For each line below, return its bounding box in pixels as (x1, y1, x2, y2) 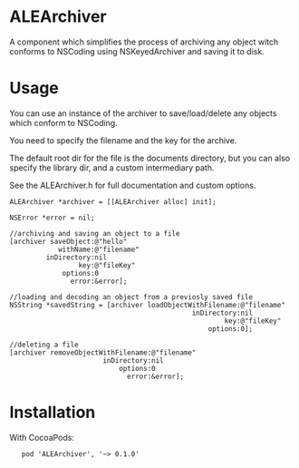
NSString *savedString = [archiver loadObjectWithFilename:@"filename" (9, 300, 285, 309)
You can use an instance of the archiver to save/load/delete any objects (9, 107, 277, 119)
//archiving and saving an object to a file (9, 229, 180, 238)
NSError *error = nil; (9, 213, 95, 222)
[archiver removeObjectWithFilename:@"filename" (9, 347, 197, 357)
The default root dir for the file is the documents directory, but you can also (9, 152, 291, 163)
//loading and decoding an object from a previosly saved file (9, 292, 254, 301)
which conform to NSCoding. (9, 117, 118, 128)
